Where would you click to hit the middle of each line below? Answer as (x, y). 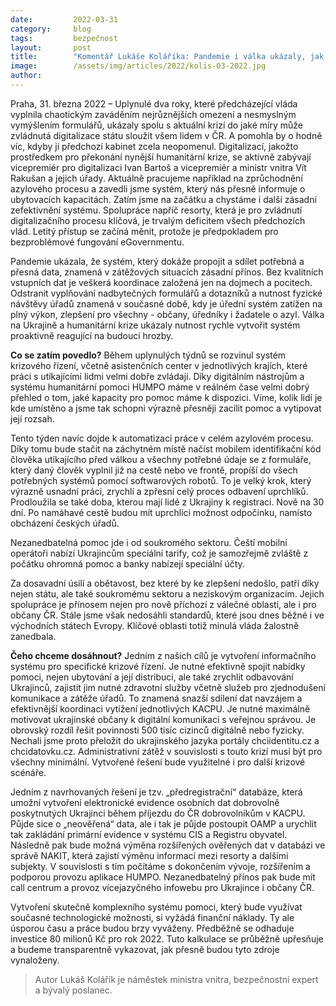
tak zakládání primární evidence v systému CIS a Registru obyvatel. (149, 834)
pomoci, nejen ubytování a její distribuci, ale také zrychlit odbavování (152, 677)
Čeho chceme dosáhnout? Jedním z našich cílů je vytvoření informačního (163, 655)
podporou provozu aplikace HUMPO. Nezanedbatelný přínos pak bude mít (163, 877)
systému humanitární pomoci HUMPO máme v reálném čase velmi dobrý (160, 387)
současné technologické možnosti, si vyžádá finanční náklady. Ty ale (152, 917)
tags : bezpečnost (64, 38)
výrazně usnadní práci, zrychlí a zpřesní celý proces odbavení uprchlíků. (159, 491)
